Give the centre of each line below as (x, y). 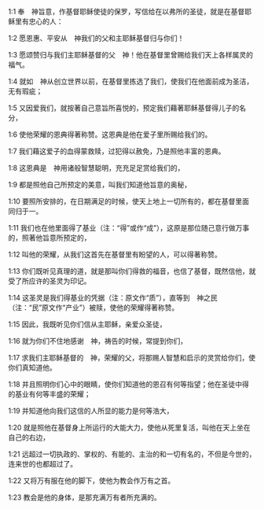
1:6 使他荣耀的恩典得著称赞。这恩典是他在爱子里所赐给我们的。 (110, 135)
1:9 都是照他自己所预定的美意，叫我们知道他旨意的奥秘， (100, 184)
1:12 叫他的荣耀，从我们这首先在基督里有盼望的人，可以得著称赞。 (115, 254)
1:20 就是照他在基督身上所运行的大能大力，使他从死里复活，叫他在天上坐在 (130, 428)
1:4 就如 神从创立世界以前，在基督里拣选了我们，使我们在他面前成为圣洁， (131, 81)
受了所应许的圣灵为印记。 (49, 281)
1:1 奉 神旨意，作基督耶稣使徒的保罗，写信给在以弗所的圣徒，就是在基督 (126, 11)
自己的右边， (29, 437)
